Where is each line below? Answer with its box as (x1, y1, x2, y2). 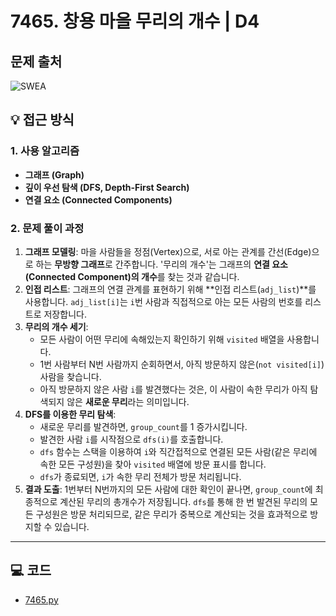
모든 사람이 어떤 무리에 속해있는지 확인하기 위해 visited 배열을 (39, 333, 285, 345)
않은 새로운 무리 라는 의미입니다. (66, 395, 190, 407)
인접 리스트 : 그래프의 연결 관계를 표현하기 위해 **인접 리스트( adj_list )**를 (24, 283, 317, 295)
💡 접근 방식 (10, 112, 75, 129)
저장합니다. (43, 308, 87, 320)
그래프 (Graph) (24, 168, 85, 181)
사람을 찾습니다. (39, 370, 102, 382)
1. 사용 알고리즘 (10, 144, 80, 158)
